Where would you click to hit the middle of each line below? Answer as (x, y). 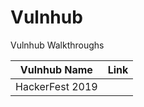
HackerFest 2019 (56, 86)
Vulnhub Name (56, 69)
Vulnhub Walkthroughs (57, 45)
